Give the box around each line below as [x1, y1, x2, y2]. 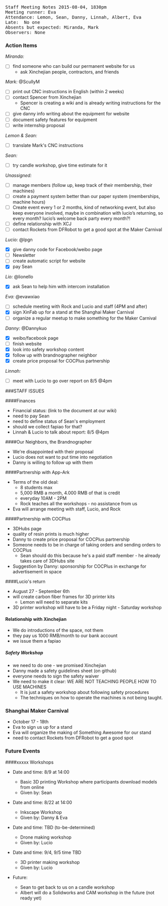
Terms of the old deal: [12, 479, 59, 485]
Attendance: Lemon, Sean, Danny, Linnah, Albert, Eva [5, 15, 142, 20]
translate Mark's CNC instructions [12, 142, 83, 148]
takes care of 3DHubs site [20, 558, 75, 564]
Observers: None [5, 30, 46, 35]
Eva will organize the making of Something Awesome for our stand [12, 729, 152, 736]
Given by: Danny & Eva [20, 814, 68, 820]
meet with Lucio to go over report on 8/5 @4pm [12, 377, 112, 384]
